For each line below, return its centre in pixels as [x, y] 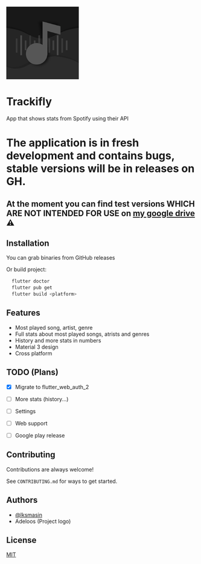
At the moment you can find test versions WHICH [101, 204]
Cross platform [33, 353]
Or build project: [27, 269]
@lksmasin [28, 514]
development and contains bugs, [91, 156]
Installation [28, 243]
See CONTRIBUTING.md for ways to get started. [62, 481]
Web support [31, 423]
